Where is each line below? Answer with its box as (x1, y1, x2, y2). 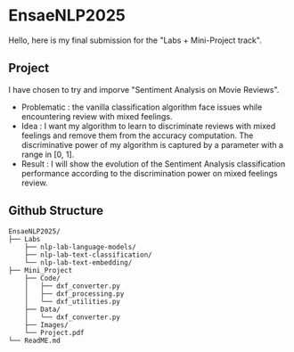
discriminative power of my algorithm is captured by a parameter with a (20, 139, 284, 150)
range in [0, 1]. (20, 149, 75, 160)
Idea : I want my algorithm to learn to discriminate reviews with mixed (20, 120, 276, 131)
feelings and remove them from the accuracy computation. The (20, 130, 254, 141)
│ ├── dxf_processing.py (24, 289, 125, 299)
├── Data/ (24, 305, 61, 314)
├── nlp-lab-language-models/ (24, 242, 137, 251)
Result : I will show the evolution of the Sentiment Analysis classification (20, 158, 286, 169)
